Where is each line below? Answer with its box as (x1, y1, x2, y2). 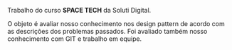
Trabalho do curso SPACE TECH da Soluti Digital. (7, 6, 152, 14)
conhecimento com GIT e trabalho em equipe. (7, 35, 142, 43)
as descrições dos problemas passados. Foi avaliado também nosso (7, 27, 208, 35)
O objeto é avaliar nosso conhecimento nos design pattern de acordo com (7, 20, 226, 27)
